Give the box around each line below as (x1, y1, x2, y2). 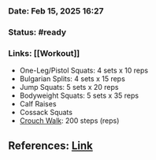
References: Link (8, 139, 93, 152)
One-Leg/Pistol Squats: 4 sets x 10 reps (19, 65, 148, 76)
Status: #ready (8, 26, 67, 37)
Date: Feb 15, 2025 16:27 (8, 6, 104, 17)
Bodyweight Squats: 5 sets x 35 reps (19, 91, 139, 100)
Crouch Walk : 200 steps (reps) (19, 116, 120, 125)
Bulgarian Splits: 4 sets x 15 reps (19, 74, 126, 84)
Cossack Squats (19, 108, 73, 117)
